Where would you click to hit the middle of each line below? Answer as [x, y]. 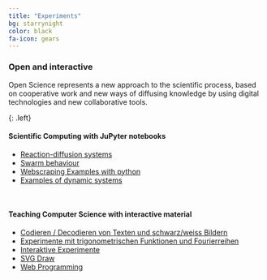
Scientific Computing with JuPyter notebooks [87, 136]
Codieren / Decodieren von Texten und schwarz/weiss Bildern [124, 232]
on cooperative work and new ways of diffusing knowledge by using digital [134, 93]
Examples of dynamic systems [71, 180]
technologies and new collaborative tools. [78, 101]
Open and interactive [51, 67]
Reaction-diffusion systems [66, 154]
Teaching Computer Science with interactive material [100, 214]
